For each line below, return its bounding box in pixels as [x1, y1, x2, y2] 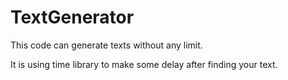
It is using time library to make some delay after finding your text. [10, 58, 278, 70]
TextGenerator [10, 6, 135, 29]
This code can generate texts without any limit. [10, 39, 203, 51]
